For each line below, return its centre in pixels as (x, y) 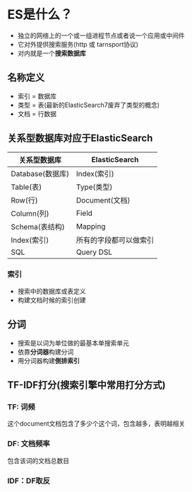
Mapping (91, 226)
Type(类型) (95, 187)
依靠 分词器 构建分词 (46, 352)
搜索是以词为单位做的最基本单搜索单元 (73, 343)
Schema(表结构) (38, 227)
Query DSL (95, 252)
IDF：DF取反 (29, 481)
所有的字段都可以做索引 (115, 240)
